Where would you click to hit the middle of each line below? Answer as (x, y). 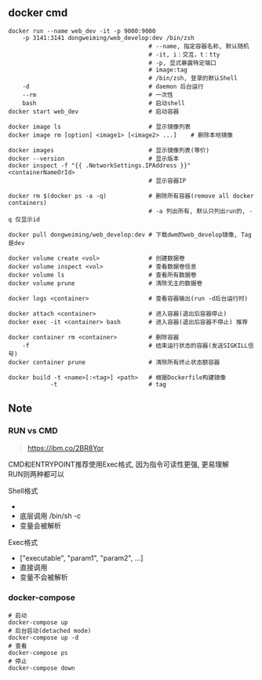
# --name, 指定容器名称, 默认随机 (199, 46)
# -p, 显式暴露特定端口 (183, 63)
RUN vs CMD (33, 431)
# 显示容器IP (167, 181)
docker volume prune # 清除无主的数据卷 (105, 283)
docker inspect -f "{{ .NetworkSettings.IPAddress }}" (100, 165)
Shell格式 (23, 491)
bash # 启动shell (104, 103)
